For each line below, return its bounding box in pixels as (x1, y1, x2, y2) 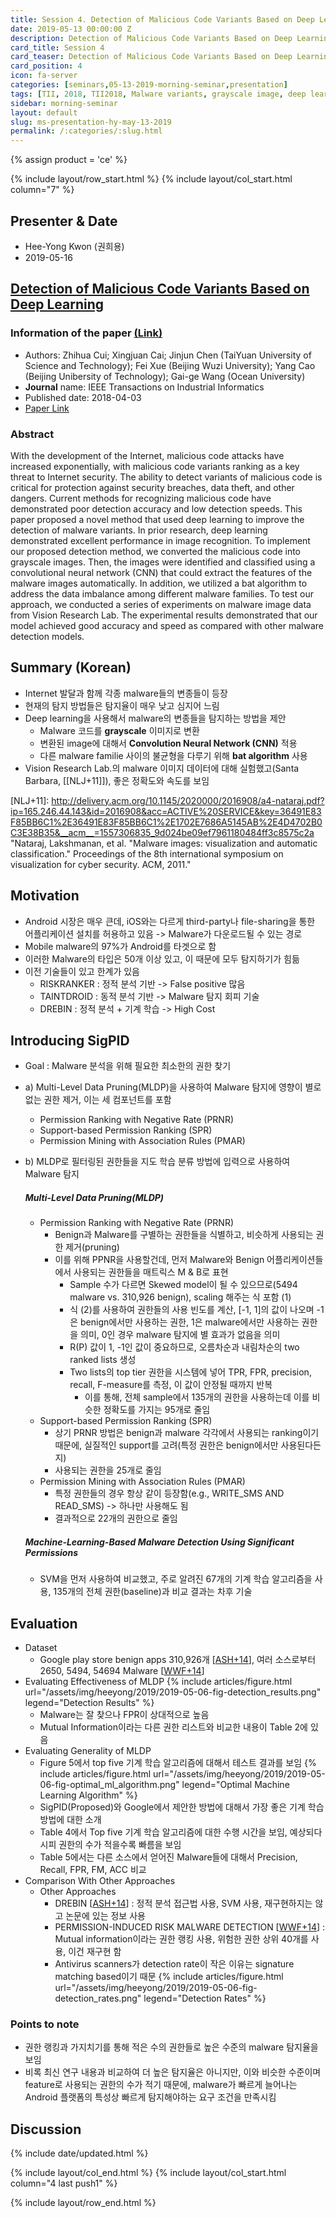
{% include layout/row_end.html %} (10, 2197, 157, 2209)
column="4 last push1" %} (10, 2177, 118, 2190)
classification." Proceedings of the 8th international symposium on (10, 847, 284, 860)
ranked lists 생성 (69, 1354, 137, 1366)
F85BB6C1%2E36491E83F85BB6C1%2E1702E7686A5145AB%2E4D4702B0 (10, 816, 323, 828)
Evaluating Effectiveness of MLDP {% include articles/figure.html (24, 1676, 293, 1688)
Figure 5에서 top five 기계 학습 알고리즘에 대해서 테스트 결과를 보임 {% (39, 1757, 317, 1769)
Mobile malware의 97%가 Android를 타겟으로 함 (24, 940, 217, 952)
